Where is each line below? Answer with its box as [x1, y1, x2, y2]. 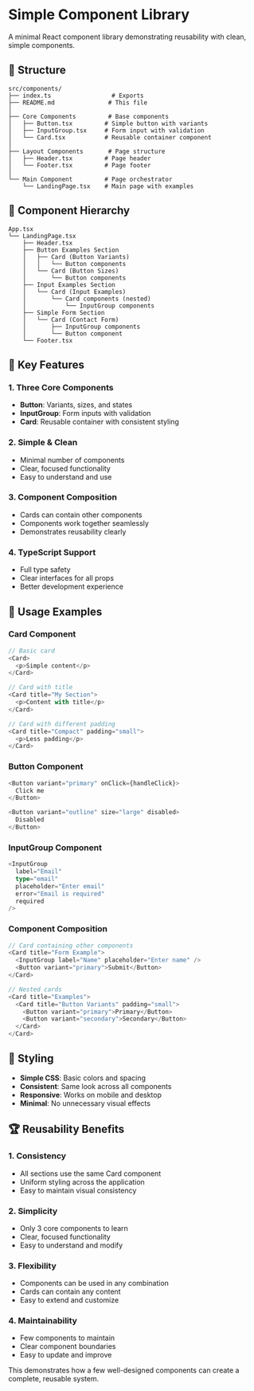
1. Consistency [8, 1150, 66, 1162]
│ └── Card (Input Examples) [22, 288, 127, 296]
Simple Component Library [8, 6, 190, 24]
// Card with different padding [8, 719, 115, 728]
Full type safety [19, 565, 71, 574]
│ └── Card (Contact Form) [22, 315, 119, 323]
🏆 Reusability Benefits [8, 1123, 125, 1136]
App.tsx [8, 225, 34, 233]
